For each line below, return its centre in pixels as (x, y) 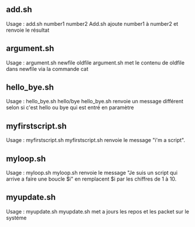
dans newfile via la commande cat (47, 69)
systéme (16, 218)
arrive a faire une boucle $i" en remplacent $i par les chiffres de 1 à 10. (91, 179)
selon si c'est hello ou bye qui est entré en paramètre (70, 107)
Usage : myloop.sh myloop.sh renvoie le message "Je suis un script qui (92, 173)
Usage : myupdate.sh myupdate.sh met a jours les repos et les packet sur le (97, 211)
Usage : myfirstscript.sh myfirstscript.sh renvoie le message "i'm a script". (96, 140)
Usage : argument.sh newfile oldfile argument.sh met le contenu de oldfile (95, 62)
